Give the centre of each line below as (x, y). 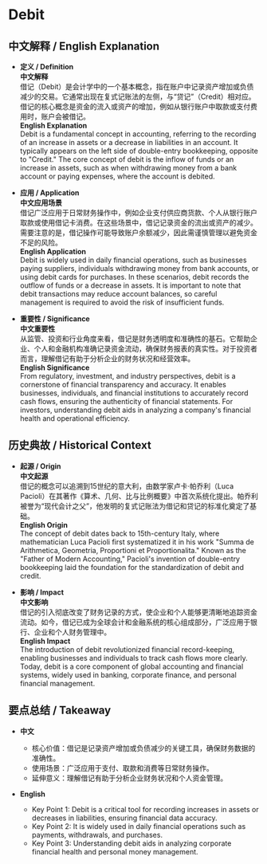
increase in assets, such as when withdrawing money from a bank (128, 168)
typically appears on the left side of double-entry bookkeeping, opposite (139, 151)
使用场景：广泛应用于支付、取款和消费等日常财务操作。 (122, 768)
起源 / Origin (40, 466)
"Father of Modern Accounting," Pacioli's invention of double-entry (130, 559)
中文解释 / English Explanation (84, 46)
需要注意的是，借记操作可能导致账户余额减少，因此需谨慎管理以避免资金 (138, 232)
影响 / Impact (42, 592)
